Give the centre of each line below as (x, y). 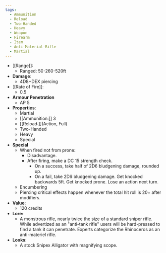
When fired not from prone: (48, 150)
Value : (19, 203)
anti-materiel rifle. (38, 235)
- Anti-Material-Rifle (33, 47)
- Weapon (19, 33)
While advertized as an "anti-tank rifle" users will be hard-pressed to (90, 224)
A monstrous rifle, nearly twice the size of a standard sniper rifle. (86, 219)
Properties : (24, 108)
